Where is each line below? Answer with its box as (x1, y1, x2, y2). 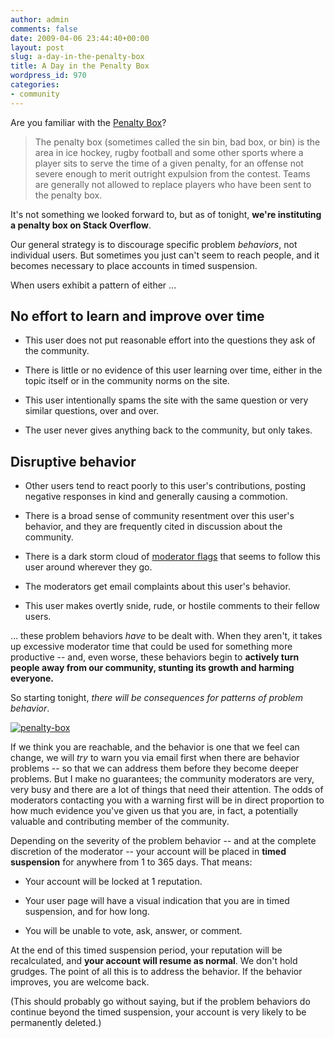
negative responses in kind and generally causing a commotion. (24, 491, 288, 503)
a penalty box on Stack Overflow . (10, 219, 152, 231)
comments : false (10, 24, 78, 34)
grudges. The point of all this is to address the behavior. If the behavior (10, 966, 303, 978)
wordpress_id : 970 (10, 71, 87, 81)
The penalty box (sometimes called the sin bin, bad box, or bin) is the (34, 136, 321, 148)
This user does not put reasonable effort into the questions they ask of (24, 334, 316, 346)
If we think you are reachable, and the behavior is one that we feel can (10, 741, 300, 753)
